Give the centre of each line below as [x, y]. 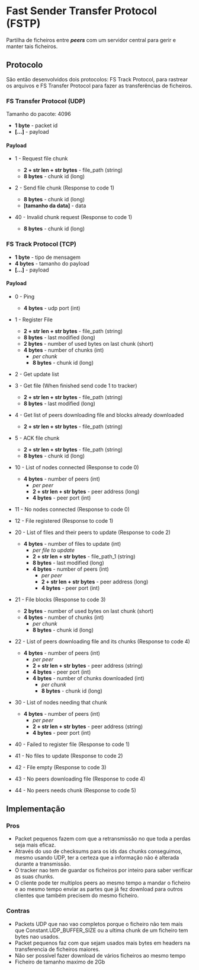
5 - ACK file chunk [37, 438]
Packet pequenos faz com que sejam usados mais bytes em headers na [102, 943]
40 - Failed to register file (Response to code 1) [72, 744]
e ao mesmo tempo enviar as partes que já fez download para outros [99, 889]
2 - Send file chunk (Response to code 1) [64, 188]
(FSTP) [23, 23]
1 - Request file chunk [41, 159]
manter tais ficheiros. [32, 46]
